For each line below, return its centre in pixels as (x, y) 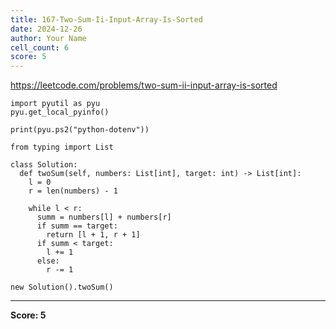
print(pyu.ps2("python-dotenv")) (80, 130)
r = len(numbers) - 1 (73, 191)
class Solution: (44, 165)
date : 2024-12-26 (46, 29)
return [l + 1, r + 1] (93, 235)
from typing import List (62, 147)
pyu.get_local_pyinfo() (60, 112)
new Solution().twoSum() (62, 287)
